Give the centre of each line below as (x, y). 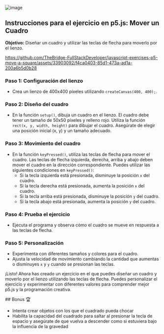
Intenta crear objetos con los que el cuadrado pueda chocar (73, 311)
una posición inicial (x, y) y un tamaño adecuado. (62, 131)
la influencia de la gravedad (40, 327)
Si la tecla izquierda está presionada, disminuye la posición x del (84, 175)
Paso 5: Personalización (34, 243)
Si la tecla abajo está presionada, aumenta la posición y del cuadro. (88, 201)
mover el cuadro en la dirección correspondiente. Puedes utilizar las (81, 165)
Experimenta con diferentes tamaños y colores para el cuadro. (75, 254)
